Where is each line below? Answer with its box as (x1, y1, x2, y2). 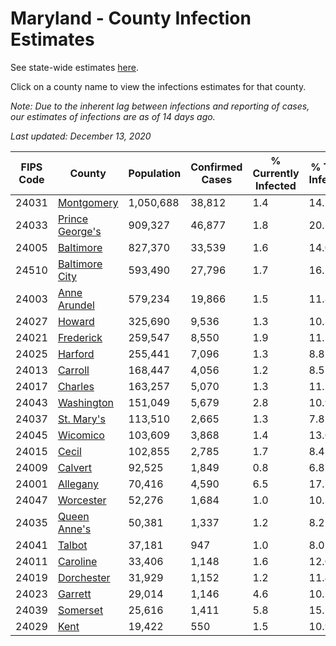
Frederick (57, 330, 103, 344)
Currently (252, 166, 300, 180)
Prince (57, 212, 89, 226)
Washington (57, 395, 114, 409)
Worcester (57, 493, 107, 507)
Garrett (57, 587, 92, 601)
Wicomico (57, 428, 105, 442)
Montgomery (57, 195, 119, 209)
